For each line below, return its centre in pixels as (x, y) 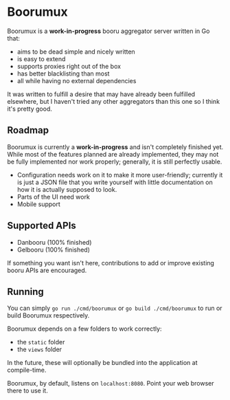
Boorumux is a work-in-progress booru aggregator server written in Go (108, 31)
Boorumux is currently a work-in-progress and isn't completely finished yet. (115, 147)
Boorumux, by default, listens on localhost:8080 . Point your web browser (111, 384)
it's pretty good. (30, 109)
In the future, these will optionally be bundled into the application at (102, 363)
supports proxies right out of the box (69, 66)
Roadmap (28, 130)
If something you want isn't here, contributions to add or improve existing (111, 263)
